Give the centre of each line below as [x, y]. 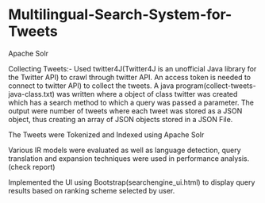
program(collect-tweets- [216, 86]
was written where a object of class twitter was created [147, 94]
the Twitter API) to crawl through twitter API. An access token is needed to [130, 77]
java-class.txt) [32, 94]
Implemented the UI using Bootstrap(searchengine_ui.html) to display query [132, 182]
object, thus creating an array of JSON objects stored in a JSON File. [121, 119]
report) [44, 167]
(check [20, 167]
